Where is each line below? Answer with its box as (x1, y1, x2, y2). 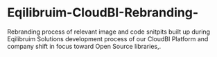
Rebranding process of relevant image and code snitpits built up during (7, 27, 210, 36)
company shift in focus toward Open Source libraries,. (7, 42, 162, 50)
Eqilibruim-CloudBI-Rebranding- (7, 5, 199, 21)
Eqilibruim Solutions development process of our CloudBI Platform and (7, 34, 209, 43)
